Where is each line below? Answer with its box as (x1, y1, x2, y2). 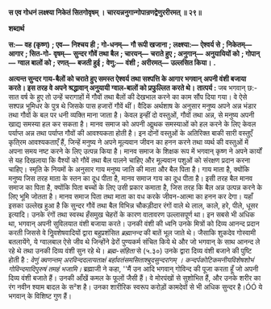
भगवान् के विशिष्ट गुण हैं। (8, 291, 73, 301)
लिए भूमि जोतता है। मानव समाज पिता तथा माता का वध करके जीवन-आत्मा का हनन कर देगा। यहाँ (8, 192, 253, 201)
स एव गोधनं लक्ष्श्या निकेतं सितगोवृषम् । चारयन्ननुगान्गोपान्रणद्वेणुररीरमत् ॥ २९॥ (8, 8, 202, 17)
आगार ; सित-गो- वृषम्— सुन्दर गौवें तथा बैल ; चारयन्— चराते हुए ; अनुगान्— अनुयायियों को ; (8, 49, 244, 58)
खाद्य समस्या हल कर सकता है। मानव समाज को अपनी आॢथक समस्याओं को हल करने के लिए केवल (8, 119, 256, 129)
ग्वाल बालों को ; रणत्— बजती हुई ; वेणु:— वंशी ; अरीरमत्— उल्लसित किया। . (17, 58, 216, 68)
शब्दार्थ (8, 24, 25, 33)
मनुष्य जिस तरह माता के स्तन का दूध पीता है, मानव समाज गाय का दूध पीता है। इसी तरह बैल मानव (8, 174, 252, 183)
